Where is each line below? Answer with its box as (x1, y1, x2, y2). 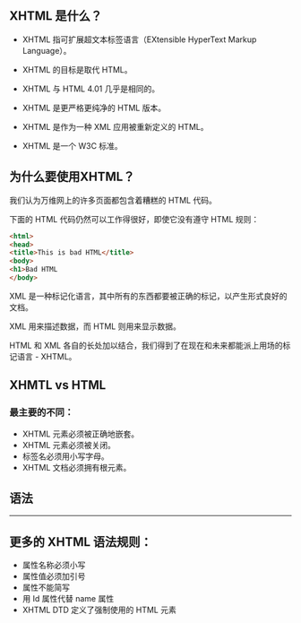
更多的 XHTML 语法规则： (9, 534, 152, 549)
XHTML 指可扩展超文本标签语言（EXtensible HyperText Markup (21, 34, 257, 45)
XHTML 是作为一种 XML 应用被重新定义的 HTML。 (21, 121, 209, 132)
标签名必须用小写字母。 (21, 451, 109, 462)
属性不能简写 (21, 582, 70, 593)
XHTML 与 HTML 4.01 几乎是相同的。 (21, 83, 159, 94)
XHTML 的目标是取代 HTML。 (21, 64, 133, 74)
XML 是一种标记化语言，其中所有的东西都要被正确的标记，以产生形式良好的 (9, 290, 288, 301)
